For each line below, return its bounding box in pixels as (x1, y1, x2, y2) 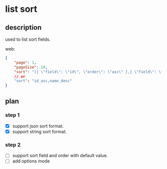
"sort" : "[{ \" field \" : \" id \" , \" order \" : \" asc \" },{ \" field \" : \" (14, 69, 164, 74)
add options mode (12, 158, 50, 164)
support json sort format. (12, 123, 64, 129)
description (5, 23, 42, 32)
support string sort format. (12, 128, 67, 134)
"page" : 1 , (14, 60, 37, 65)
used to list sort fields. (5, 36, 51, 42)
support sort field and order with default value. (12, 153, 108, 159)
